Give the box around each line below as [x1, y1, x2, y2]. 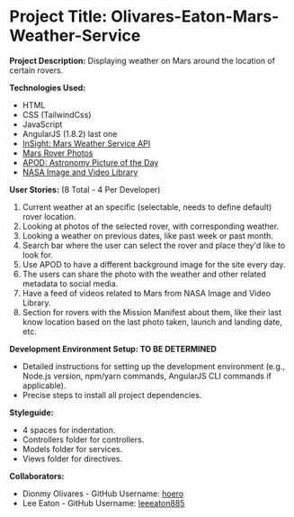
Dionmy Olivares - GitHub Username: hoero [22, 488, 184, 499]
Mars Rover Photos [22, 147, 94, 159]
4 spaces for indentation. [22, 424, 116, 435]
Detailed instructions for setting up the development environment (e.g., [22, 360, 286, 371]
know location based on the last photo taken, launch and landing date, [22, 316, 283, 327]
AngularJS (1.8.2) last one [22, 128, 118, 139]
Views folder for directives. [22, 453, 123, 464]
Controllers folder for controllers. [22, 434, 145, 445]
